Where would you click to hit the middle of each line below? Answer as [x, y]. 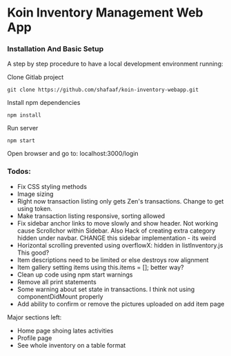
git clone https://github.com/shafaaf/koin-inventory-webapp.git [103, 90]
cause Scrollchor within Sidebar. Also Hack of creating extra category [116, 230]
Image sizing [35, 194]
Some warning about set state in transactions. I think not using [106, 289]
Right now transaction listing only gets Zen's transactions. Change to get [120, 201]
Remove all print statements [57, 281]
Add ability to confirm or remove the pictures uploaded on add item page [121, 304]
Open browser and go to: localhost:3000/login [73, 154]
